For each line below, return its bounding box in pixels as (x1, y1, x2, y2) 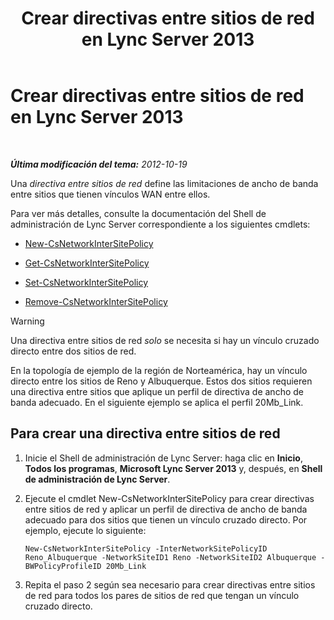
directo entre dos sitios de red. (10, 345, 137, 357)
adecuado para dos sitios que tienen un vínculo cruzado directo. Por (24, 513, 308, 526)
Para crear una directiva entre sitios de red (10, 425, 281, 442)
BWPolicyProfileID (24, 561, 102, 571)
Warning (10, 315, 45, 327)
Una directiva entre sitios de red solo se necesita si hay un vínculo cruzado (10, 334, 320, 346)
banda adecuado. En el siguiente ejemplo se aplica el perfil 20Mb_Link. (10, 396, 304, 408)
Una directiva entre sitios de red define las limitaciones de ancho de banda (10, 177, 319, 189)
